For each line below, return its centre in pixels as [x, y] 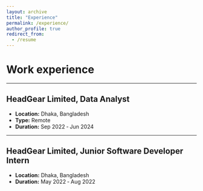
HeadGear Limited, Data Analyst [68, 99]
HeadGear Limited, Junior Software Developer [95, 151]
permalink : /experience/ [37, 23]
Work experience [50, 70]
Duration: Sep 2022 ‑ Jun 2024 [54, 127]
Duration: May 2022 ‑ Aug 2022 [55, 181]
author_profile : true [34, 29]
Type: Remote [33, 120]
